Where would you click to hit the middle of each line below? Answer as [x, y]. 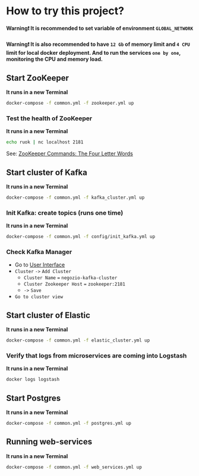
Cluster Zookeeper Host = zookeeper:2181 [75, 284]
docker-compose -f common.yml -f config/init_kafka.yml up [81, 237]
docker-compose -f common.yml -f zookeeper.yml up [70, 103]
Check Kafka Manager [39, 252]
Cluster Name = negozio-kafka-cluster [70, 278]
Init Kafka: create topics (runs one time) [65, 212]
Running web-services [49, 442]
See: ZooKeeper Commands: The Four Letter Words [70, 154]
